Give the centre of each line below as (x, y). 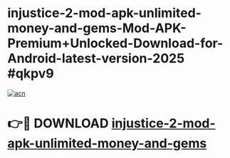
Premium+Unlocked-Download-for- (115, 43)
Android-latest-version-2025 (96, 59)
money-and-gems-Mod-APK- (97, 28)
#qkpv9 (31, 74)
